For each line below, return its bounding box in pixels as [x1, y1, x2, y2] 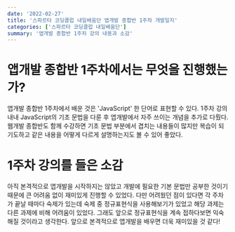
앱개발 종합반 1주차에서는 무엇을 [7, 62, 180, 78]
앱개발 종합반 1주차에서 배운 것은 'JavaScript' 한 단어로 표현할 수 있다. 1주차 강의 [7, 104, 228, 113]
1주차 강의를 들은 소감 [7, 158, 123, 174]
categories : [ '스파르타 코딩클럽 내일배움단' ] [7, 23, 127, 30]
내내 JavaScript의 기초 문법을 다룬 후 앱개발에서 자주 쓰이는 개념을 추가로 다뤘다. [7, 113, 229, 121]
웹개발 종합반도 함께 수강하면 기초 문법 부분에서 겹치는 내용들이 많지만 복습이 [7, 122, 217, 130]
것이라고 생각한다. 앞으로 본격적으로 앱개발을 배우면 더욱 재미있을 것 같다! [20, 217, 221, 226]
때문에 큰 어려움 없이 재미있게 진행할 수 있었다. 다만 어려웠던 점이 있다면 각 [7, 191, 211, 200]
